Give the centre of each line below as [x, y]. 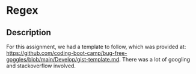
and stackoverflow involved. [41, 66]
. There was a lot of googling [155, 59]
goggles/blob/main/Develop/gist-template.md [63, 59]
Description [29, 33]
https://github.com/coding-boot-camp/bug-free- [67, 53]
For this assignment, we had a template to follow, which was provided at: [96, 47]
